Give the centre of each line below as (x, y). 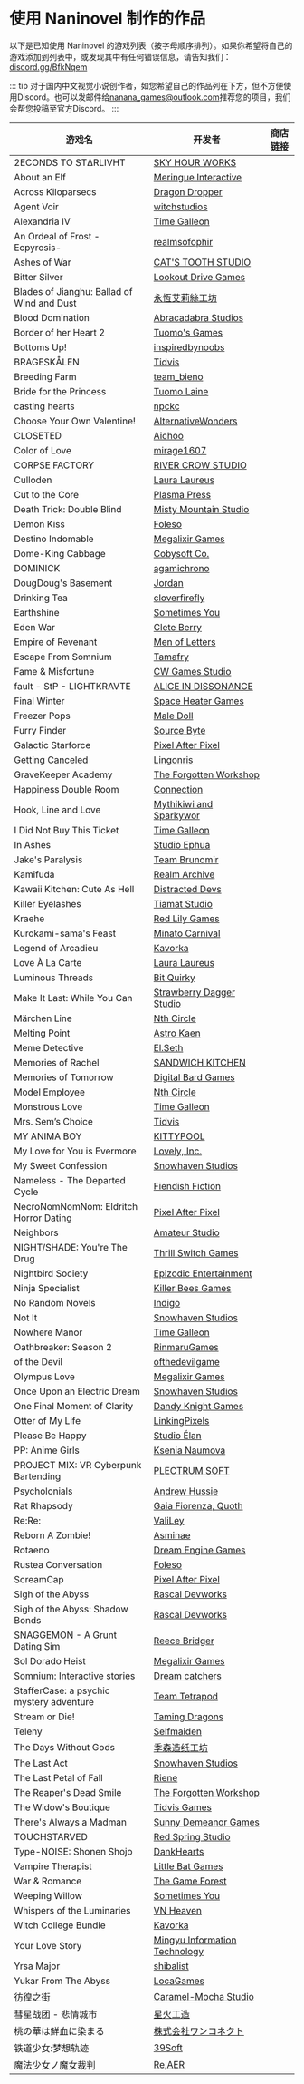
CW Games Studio (192, 671)
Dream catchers (187, 1676)
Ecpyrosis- (38, 248)
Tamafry (171, 657)
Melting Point (42, 1033)
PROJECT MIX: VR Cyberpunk (78, 1465)
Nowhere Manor (48, 1332)
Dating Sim (37, 1646)
